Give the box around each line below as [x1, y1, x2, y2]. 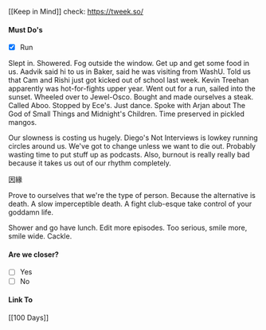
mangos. [8, 118, 37, 127]
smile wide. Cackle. [8, 231, 72, 241]
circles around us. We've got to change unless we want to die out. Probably [8, 142, 256, 151]
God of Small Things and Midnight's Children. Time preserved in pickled [8, 109, 245, 118]
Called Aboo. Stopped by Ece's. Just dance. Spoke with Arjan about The [8, 101, 245, 111]
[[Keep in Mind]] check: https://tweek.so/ [8, 7, 144, 16]
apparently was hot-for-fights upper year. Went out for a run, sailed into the [8, 83, 256, 94]
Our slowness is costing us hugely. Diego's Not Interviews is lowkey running [8, 133, 259, 142]
